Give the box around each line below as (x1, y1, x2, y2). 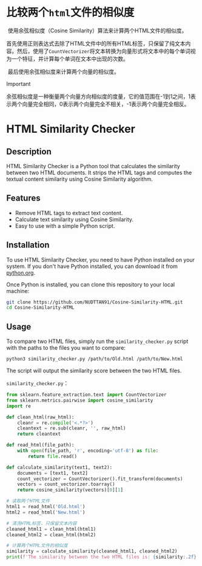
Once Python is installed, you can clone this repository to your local (6, 281, 175, 288)
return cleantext (17, 431, 61, 437)
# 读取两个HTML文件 (6, 498, 50, 504)
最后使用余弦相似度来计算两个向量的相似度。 (7, 68, 120, 75)
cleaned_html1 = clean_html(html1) (6, 526, 96, 532)
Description (6, 146, 52, 157)
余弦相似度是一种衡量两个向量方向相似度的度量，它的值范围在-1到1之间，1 (6, 93, 191, 100)
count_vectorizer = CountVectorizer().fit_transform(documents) (17, 476, 183, 482)
